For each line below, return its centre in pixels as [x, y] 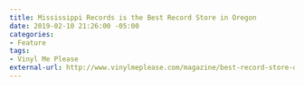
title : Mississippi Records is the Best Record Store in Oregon [133, 17]
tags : [19, 51]
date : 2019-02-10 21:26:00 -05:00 [75, 26]
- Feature [28, 43]
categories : [32, 34]
